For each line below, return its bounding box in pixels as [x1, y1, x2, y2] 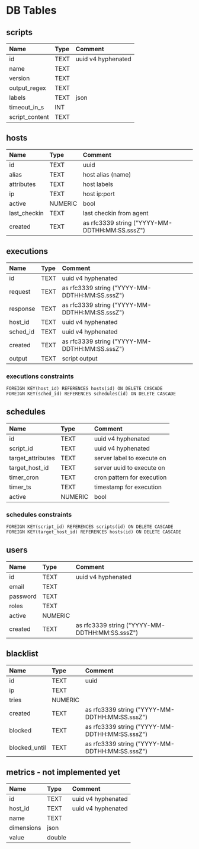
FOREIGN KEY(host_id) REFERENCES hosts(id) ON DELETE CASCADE [6, 385, 163, 391]
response [9, 304, 36, 313]
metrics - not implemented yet [6, 768, 120, 778]
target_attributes [9, 454, 55, 462]
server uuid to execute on [94, 463, 165, 471]
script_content [9, 113, 49, 121]
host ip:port [82, 190, 115, 198]
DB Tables [6, 4, 57, 17]
